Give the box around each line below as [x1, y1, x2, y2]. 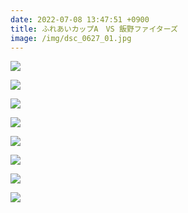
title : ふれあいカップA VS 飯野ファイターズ [10, 24, 178, 34]
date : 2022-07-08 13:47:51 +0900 [10, 14, 150, 25]
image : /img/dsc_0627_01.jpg [10, 33, 132, 43]
